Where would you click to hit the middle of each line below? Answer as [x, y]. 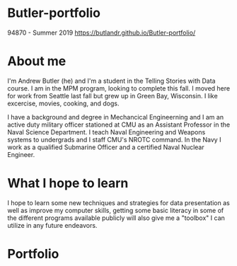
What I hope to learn [68, 184]
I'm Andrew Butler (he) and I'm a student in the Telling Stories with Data [111, 81]
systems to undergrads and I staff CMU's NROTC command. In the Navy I [114, 139]
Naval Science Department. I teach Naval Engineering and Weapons [106, 132]
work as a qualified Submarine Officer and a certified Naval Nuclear [106, 147]
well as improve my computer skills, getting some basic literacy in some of [116, 210]
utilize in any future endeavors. [52, 225]
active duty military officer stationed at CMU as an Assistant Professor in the [119, 125]
